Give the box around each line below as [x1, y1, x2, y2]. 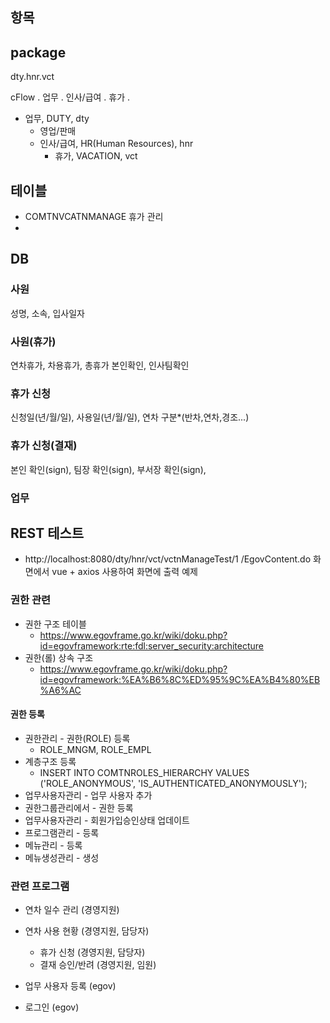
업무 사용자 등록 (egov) [24, 980, 117, 992]
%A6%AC [39, 684, 82, 696]
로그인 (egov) [24, 1001, 80, 1013]
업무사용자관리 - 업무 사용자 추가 [24, 789, 153, 801]
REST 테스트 [10, 524, 85, 542]
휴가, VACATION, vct [54, 150, 138, 162]
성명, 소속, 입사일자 [10, 307, 85, 319]
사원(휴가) [10, 334, 57, 348]
